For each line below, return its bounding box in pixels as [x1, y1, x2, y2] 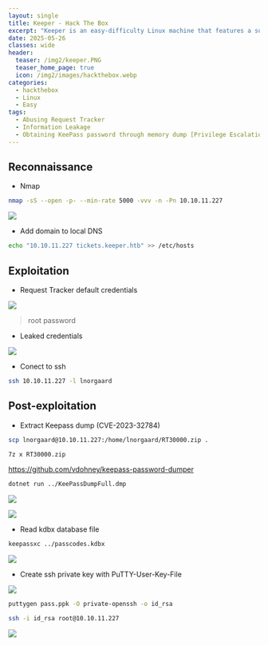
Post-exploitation [8, 399, 97, 413]
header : [8, 49, 34, 57]
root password [27, 316, 76, 325]
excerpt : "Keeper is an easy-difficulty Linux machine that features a [8, 26, 251, 34]
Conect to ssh [19, 361, 66, 371]
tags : [8, 109, 26, 117]
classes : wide [8, 42, 56, 50]
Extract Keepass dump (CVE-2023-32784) [19, 421, 161, 430]
